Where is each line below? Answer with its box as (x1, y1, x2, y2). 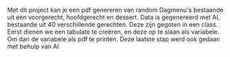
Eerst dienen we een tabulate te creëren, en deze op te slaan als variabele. (7, 27, 220, 36)
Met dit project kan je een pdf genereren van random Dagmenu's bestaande (7, 6, 224, 14)
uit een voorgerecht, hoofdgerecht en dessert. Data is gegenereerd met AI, (7, 13, 220, 21)
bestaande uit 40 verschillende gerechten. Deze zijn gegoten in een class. (7, 21, 218, 28)
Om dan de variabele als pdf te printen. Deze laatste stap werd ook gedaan (7, 35, 220, 43)
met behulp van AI (7, 43, 59, 50)
